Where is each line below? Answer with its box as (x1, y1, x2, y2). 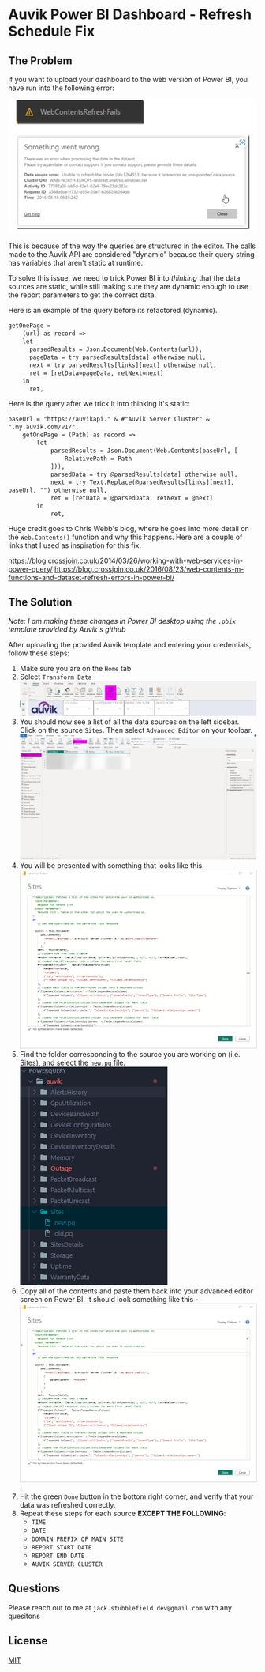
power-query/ (8, 564, 53, 574)
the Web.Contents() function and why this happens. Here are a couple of (8, 532, 243, 542)
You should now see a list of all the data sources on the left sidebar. (19, 717, 240, 727)
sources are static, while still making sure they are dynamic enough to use (8, 281, 249, 291)
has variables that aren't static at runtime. (8, 258, 144, 267)
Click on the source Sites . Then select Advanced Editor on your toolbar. (19, 726, 253, 735)
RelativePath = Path (64, 455, 132, 462)
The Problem (8, 54, 73, 67)
